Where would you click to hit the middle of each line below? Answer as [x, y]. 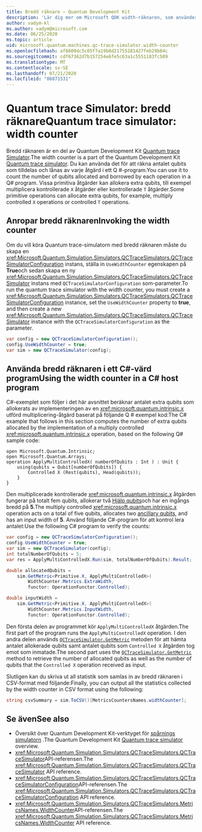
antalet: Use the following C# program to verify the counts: [78, 526]
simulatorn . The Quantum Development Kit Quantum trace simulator [99, 740]
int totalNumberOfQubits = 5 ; [44, 554]
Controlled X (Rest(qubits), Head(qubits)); [84, 473]
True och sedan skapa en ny [41, 270]
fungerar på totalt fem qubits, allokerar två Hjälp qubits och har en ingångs [98, 501]
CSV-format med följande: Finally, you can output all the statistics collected [99, 683]
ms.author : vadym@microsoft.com [47, 29]
